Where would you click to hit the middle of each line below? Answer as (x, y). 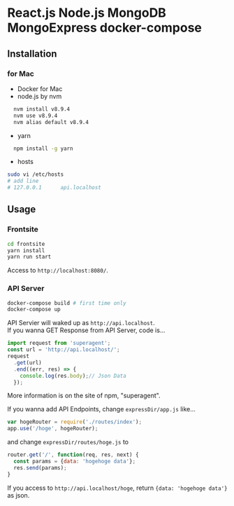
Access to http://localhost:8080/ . (58, 271)
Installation (32, 54)
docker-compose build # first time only (67, 303)
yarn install (26, 250)
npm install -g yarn (43, 149)
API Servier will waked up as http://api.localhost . (81, 323)
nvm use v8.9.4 (36, 116)
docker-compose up (34, 310)
